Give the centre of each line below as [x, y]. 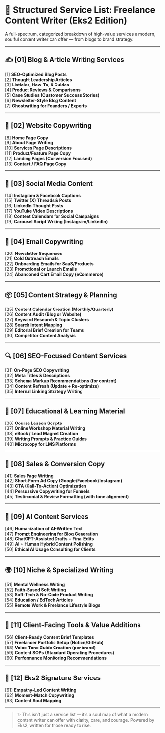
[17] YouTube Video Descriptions [39, 211]
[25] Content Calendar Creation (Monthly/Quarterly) [59, 309]
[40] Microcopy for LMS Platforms [41, 444]
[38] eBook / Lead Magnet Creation [42, 433]
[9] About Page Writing [29, 142]
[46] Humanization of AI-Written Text [44, 529]
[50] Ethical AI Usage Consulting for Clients [50, 549]
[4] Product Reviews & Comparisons [43, 90]
